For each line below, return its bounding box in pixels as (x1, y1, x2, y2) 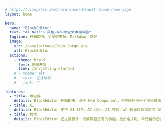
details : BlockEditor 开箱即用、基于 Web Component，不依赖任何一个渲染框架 (14, 98, 162, 103)
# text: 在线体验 (14, 76, 51, 81)
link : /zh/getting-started (18, 66, 74, 71)
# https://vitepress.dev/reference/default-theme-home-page (5, 7, 132, 12)
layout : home (5, 12, 32, 17)
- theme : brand (14, 57, 45, 62)
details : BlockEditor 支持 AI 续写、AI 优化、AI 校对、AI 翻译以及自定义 (14, 107, 156, 112)
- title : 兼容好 (9, 94, 41, 98)
